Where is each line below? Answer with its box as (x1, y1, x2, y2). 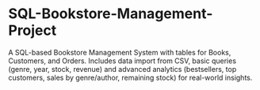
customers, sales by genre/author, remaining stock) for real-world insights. (8, 73, 253, 82)
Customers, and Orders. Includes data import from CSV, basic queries (8, 56, 236, 66)
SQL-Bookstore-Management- (8, 5, 213, 23)
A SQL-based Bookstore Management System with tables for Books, (8, 47, 231, 57)
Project (8, 21, 57, 39)
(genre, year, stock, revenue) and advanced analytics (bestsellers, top (8, 64, 237, 73)
